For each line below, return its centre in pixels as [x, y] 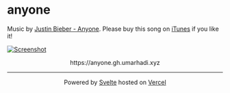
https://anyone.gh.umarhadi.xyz [115, 62]
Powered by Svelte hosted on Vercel [115, 82]
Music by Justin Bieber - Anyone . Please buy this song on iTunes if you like [113, 29]
